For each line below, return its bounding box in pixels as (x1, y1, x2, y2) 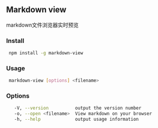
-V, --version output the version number (14, 105, 142, 111)
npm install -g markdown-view (8, 50, 83, 56)
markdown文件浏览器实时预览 (6, 21, 79, 29)
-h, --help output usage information (14, 116, 139, 123)
